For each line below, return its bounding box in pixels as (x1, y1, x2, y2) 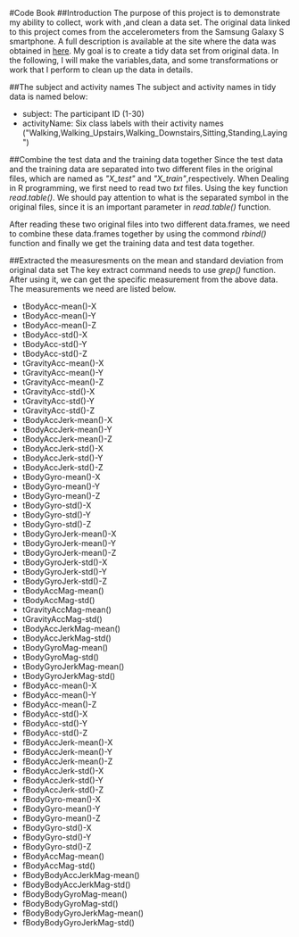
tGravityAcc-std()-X (21, 386, 96, 396)
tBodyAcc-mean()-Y (21, 311, 96, 320)
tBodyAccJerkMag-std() (21, 633, 112, 643)
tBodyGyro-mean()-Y (21, 481, 101, 492)
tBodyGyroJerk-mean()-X (21, 528, 117, 539)
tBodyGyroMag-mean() (21, 643, 109, 652)
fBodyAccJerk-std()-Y (21, 775, 104, 785)
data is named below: (9, 91, 88, 102)
